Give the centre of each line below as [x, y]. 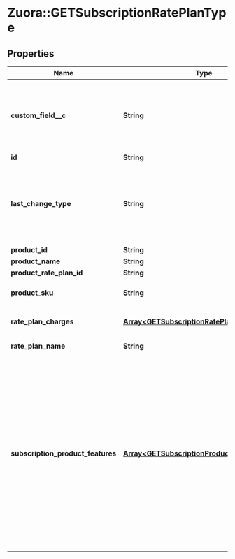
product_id [29, 250]
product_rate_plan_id [47, 273]
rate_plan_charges [42, 321]
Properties [31, 53]
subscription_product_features [64, 453]
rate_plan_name [38, 346]
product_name [36, 261]
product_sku [32, 293]
